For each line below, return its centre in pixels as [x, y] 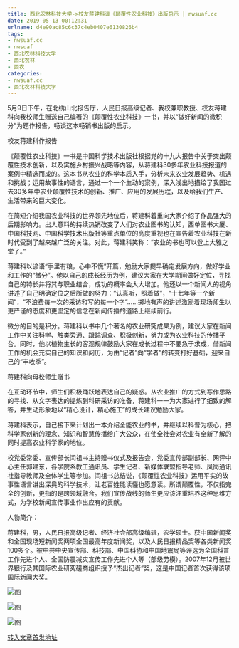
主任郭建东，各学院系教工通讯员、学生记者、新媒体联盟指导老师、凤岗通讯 [122, 466]
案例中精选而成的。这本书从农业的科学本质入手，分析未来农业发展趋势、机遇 [119, 174]
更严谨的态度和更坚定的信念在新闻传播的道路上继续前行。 [91, 311]
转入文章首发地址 [32, 637]
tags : [15, 34]
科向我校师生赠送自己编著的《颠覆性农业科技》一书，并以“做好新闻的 [108, 117]
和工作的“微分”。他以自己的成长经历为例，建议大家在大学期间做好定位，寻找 [119, 276]
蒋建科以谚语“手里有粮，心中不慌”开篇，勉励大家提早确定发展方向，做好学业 [119, 266]
